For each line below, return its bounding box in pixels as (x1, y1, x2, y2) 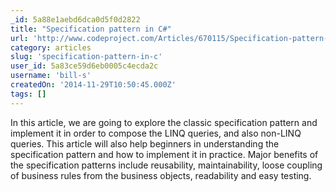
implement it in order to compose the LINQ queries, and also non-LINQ (10, 127, 302, 139)
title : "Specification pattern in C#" (10, 24, 172, 34)
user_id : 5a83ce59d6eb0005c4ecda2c (10, 61, 159, 71)
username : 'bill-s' (10, 71, 92, 81)
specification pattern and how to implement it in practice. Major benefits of (10, 148, 319, 160)
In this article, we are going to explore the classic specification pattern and (10, 116, 318, 128)
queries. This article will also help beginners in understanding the (10, 137, 280, 150)
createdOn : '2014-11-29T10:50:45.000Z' (10, 80, 177, 90)
